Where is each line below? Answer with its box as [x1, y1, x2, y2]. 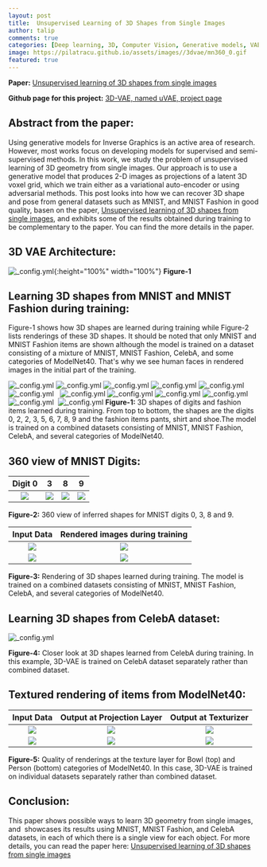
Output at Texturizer [169, 712, 249, 723]
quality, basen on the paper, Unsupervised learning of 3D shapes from [8, 205, 239, 215]
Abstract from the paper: [8, 116, 134, 130]
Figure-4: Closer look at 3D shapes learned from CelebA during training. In [8, 648, 254, 658]
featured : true [8, 57, 59, 64]
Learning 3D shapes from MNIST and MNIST [8, 289, 232, 303]
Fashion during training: [8, 302, 130, 315]
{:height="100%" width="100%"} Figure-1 [53, 266, 192, 275]
